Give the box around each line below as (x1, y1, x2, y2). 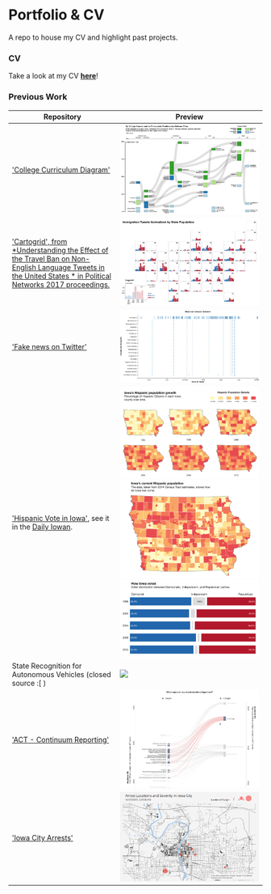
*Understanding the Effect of (11, 245, 109, 255)
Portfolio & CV (8, 6, 105, 24)
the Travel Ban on (11, 253, 70, 264)
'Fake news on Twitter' (11, 342, 87, 352)
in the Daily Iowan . (11, 522, 73, 532)
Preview (175, 112, 204, 122)
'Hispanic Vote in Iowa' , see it (11, 514, 110, 523)
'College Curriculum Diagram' (11, 165, 110, 175)
